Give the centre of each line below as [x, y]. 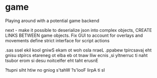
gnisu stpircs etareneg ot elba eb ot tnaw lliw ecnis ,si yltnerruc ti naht [77, 55]
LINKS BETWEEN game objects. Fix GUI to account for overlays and [74, 35]
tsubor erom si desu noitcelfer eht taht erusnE [52, 60]
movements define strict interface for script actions [57, 40]
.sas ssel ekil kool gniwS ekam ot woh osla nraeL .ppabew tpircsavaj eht [78, 50]
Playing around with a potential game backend [52, 21]
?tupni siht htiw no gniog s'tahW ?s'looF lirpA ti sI [55, 70]
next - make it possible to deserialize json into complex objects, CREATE [78, 30]
